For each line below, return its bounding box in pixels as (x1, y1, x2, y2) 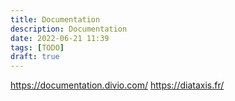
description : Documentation (10, 24, 128, 34)
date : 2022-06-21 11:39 (10, 33, 110, 43)
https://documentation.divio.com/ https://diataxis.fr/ (10, 79, 225, 91)
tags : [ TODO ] (10, 42, 65, 53)
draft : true (10, 52, 60, 62)
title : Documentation (10, 14, 101, 25)
